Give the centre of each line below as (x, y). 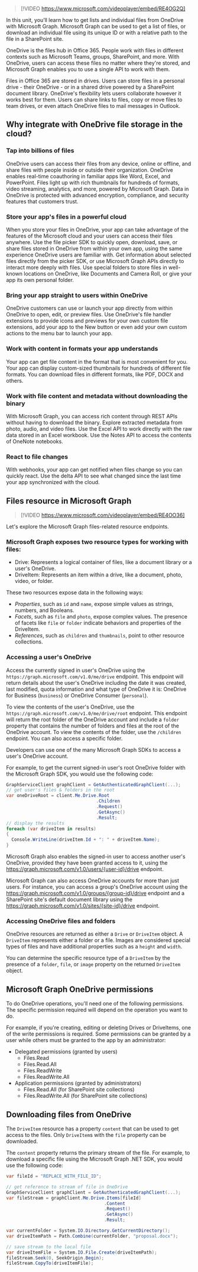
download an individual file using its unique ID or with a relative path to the (97, 33)
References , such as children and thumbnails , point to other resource (99, 636)
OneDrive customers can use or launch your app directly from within (90, 308)
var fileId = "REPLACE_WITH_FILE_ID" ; (54, 1176)
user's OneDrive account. (37, 756)
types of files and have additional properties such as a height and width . (94, 947)
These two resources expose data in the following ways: (75, 592)
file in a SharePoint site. (35, 39)
